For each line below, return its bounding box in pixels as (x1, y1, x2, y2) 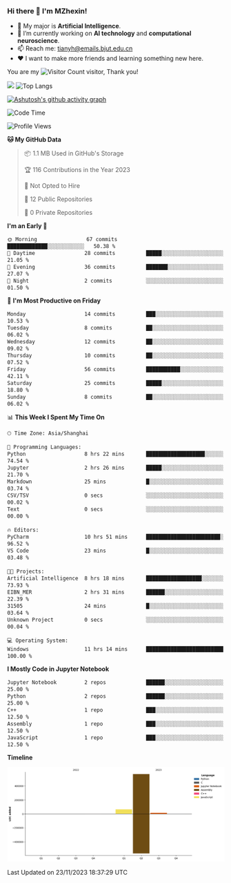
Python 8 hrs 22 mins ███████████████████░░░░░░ (7, 450, 224, 458)
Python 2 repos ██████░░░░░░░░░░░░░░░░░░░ (7, 693, 224, 700)
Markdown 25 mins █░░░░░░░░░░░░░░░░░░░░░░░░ (7, 478, 224, 486)
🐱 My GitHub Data (7, 135, 62, 144)
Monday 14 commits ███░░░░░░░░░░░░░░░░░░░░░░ (7, 311, 224, 318)
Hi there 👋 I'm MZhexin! (7, 6, 88, 16)
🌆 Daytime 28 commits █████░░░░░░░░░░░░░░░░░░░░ (7, 250, 224, 257)
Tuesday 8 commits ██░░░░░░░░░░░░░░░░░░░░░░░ (7, 325, 224, 332)
